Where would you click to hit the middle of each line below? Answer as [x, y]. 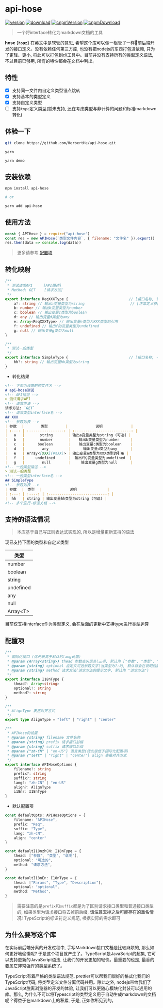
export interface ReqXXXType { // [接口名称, [80, 299]
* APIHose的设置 [22, 733]
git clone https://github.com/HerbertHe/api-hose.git [61, 143]
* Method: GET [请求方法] [35, 290]
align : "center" [30, 838]
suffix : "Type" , [30, 829]
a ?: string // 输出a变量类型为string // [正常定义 [84, 304]
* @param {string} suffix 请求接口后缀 [45, 747]
